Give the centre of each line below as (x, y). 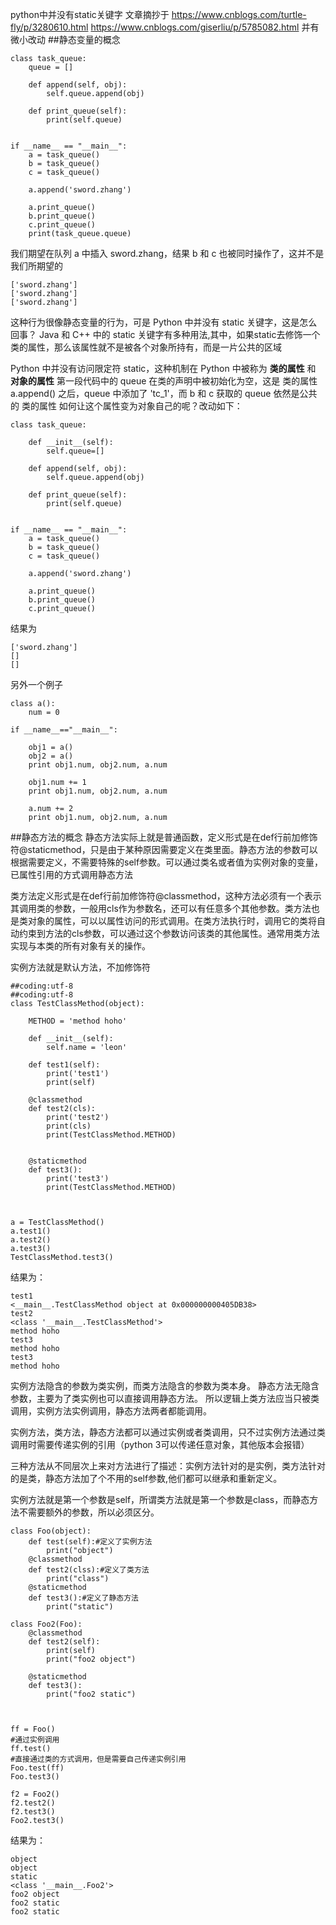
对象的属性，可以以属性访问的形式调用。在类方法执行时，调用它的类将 (172, 921)
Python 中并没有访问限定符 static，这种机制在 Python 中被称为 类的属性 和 (163, 368)
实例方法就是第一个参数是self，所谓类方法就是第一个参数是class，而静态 (160, 1499)
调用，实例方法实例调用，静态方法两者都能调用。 (111, 1411)
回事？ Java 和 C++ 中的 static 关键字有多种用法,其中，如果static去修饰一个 (165, 334)
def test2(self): (64, 1642)
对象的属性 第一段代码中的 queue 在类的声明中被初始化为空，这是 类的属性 (164, 381)
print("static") (80, 1607)
